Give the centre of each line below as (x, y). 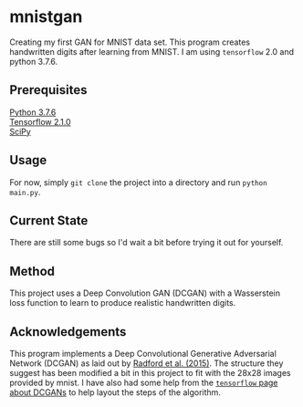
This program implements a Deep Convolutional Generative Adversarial (143, 354)
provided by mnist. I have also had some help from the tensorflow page (144, 382)
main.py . (25, 192)
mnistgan (46, 17)
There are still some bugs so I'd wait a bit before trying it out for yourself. (146, 243)
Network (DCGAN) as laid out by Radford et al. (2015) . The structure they (146, 363)
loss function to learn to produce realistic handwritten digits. (123, 303)
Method (32, 271)
